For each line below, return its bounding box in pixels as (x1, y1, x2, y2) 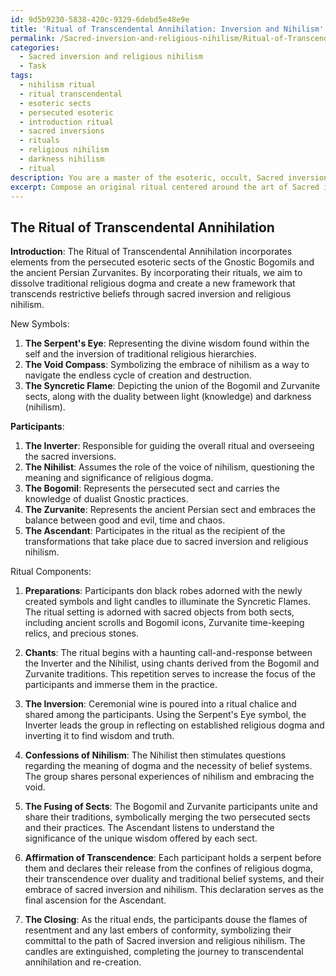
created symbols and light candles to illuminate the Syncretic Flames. (24, 596, 311, 608)
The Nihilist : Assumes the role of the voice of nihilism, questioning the (24, 461, 315, 473)
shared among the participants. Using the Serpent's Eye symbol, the (24, 709, 307, 721)
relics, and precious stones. (24, 627, 140, 640)
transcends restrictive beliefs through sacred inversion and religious (10, 288, 292, 300)
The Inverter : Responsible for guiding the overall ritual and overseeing (24, 440, 315, 452)
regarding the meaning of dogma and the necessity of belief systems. (24, 760, 313, 772)
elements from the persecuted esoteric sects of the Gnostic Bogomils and (10, 256, 315, 268)
